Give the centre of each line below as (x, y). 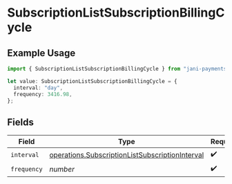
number (62, 169)
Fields (21, 122)
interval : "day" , (38, 88)
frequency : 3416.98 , (43, 94)
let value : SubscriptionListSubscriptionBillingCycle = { (92, 81)
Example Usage (41, 53)
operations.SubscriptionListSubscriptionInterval (127, 155)
